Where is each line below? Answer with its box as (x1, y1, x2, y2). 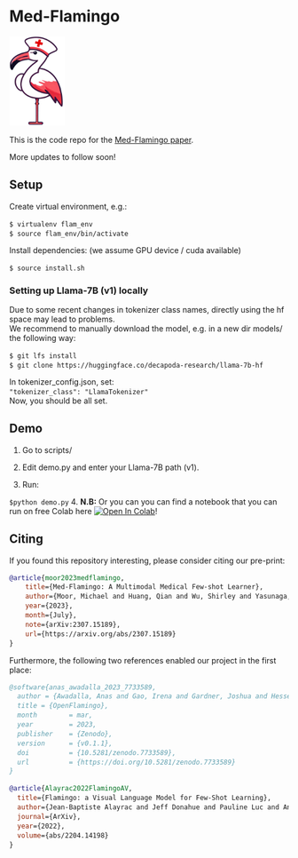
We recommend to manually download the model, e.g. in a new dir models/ (9, 322, 283, 334)
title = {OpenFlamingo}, (17, 702, 109, 711)
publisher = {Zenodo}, (17, 729, 114, 738)
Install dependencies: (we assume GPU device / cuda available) (9, 244, 242, 255)
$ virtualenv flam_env (9, 219, 93, 228)
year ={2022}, (17, 822, 66, 830)
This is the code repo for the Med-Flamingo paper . (9, 134, 194, 145)
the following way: (9, 332, 76, 343)
